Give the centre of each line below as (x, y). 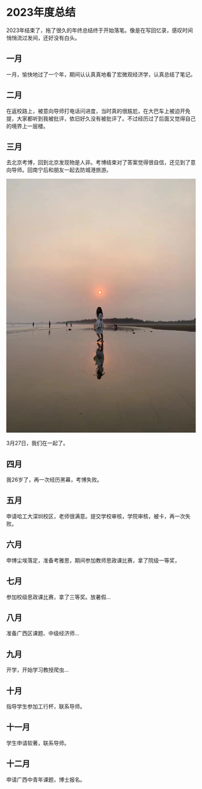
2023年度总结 (41, 12)
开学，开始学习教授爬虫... (38, 670)
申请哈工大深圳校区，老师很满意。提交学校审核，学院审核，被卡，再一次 (96, 516)
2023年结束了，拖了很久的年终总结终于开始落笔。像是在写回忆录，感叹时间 (100, 30)
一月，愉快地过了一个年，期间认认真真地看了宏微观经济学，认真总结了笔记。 (101, 74)
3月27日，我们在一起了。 (38, 443)
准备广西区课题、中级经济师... (43, 633)
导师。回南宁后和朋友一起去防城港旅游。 (61, 170)
